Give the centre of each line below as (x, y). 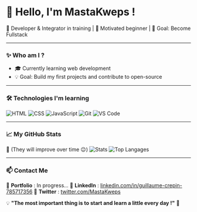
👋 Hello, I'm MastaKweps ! (71, 12)
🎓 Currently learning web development (63, 68)
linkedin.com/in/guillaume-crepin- (141, 186)
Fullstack (17, 34)
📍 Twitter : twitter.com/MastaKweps (77, 192)
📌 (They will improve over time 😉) (47, 149)
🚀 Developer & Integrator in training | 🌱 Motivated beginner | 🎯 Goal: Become (98, 28)
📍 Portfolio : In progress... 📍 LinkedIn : (52, 186)
